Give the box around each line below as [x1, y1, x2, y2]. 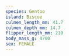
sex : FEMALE [5, 41, 34, 47]
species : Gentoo [5, 8, 45, 15]
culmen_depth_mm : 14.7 [5, 24, 61, 31]
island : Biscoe [5, 14, 43, 20]
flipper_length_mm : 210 [5, 30, 64, 36]
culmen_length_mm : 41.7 [5, 19, 64, 25]
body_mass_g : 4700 [5, 36, 50, 41]
